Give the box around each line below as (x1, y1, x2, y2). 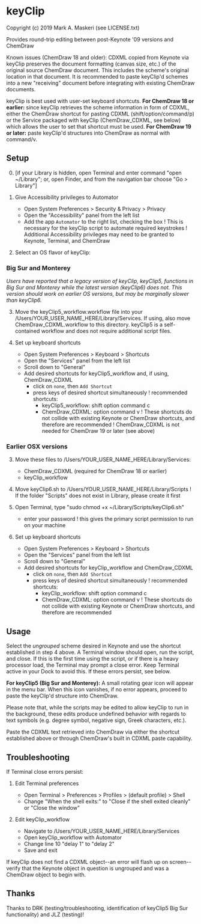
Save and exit (23, 846, 58, 854)
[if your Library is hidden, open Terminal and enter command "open (14, 169, 182, 176)
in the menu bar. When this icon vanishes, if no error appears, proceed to (6, 686, 187, 693)
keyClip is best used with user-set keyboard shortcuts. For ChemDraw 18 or (6, 97, 194, 105)
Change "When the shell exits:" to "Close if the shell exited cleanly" (23, 798, 191, 805)
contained (14, 328, 40, 335)
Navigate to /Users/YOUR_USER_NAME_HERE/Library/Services (23, 827, 180, 834)
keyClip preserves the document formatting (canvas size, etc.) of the (6, 60, 176, 67)
